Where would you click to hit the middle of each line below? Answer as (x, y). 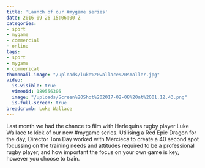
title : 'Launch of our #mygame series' (57, 12)
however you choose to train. (43, 158)
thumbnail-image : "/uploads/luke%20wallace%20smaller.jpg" (83, 75)
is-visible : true (34, 86)
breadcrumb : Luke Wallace (39, 108)
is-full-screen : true (39, 103)
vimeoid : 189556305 (37, 92)
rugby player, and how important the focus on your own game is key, (93, 152)
